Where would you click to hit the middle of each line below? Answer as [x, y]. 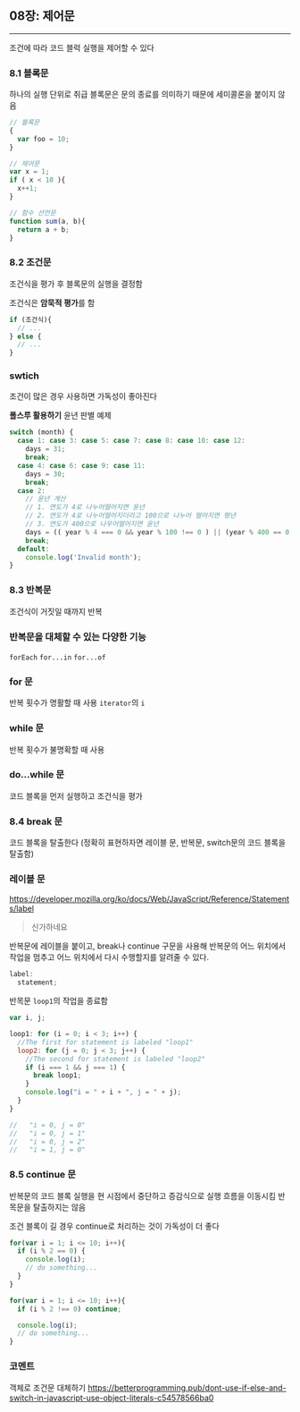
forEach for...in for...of [58, 657]
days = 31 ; [46, 449]
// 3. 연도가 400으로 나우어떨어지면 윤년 [92, 524]
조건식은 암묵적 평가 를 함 [52, 302]
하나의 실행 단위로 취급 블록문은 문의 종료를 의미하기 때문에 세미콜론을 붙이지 [143, 94]
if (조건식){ [30, 319]
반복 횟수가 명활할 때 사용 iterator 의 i [77, 703]
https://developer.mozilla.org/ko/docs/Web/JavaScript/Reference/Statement [150, 899]
